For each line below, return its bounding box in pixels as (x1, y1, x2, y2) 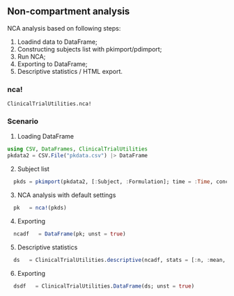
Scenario (7, 116, 38, 126)
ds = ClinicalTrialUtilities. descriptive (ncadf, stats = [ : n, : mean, (13, 256, 226, 263)
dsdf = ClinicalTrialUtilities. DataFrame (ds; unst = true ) (13, 282, 195, 290)
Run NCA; (17, 52, 46, 61)
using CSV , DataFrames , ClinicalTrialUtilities (7, 146, 148, 153)
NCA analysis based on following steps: (7, 24, 121, 32)
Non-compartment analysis (7, 6, 130, 17)
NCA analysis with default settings (17, 191, 116, 199)
